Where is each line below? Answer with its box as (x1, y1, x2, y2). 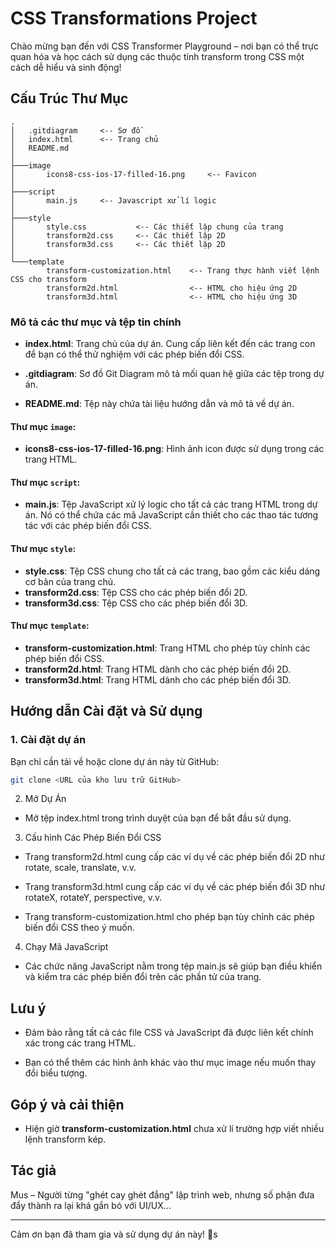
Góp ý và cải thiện (10, 1096, 125, 1113)
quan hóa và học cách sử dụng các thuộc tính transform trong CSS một (10, 50, 305, 62)
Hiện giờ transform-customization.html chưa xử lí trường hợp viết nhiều (24, 1123, 325, 1135)
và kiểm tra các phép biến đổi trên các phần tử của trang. (24, 971, 262, 983)
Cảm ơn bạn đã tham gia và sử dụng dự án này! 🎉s (10, 1228, 218, 1240)
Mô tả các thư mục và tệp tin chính (10, 315, 182, 329)
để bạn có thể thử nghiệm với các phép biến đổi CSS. (24, 348, 245, 361)
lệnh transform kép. (24, 1133, 107, 1146)
